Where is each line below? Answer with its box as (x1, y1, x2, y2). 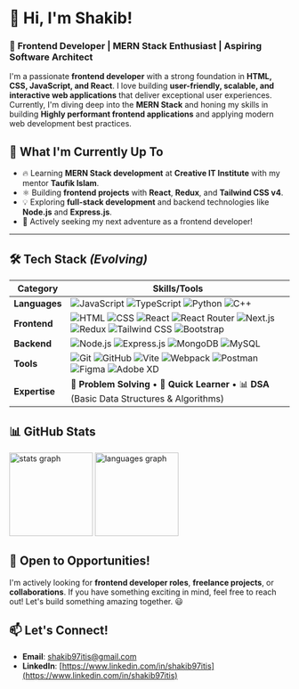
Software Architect (9, 51, 93, 63)
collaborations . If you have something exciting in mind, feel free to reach (9, 587, 278, 597)
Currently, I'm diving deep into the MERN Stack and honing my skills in (9, 100, 269, 110)
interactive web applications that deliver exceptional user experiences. (9, 90, 273, 101)
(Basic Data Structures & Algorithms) (70, 393, 224, 405)
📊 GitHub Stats (9, 424, 96, 439)
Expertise (13, 385, 56, 397)
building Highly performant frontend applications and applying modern (9, 109, 274, 119)
